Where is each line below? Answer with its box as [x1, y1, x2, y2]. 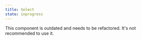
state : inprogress [5, 12, 43, 17]
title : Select [5, 7, 35, 12]
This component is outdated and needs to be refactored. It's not [5, 25, 136, 31]
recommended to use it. [5, 30, 54, 36]
